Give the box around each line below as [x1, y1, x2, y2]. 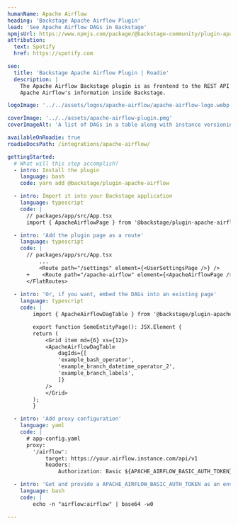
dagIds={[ [57, 350, 87, 357]
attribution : [7, 37, 46, 44]
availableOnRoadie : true [7, 134, 81, 141]
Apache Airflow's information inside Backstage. [20, 89, 166, 96]
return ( [33, 330, 59, 337]
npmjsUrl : [7, 30, 37, 38]
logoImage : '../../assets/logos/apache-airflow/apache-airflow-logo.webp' [7, 102, 233, 109]
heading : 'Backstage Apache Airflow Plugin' [7, 17, 141, 24]
